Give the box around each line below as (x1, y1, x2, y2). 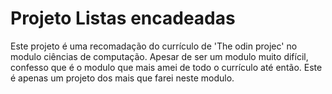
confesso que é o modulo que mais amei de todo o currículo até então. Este (10, 61, 323, 73)
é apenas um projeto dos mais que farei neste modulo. (10, 72, 235, 84)
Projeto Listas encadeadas (10, 7, 236, 30)
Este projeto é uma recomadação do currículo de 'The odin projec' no (10, 40, 298, 52)
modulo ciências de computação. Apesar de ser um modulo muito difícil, (10, 50, 309, 62)
